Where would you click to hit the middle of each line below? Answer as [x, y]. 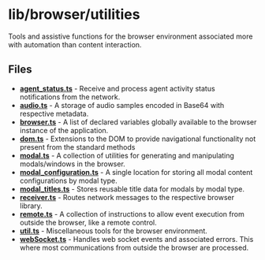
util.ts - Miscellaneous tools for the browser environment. [113, 231]
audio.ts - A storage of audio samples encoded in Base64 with [122, 105]
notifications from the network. [70, 97]
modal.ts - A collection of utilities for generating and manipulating [127, 155]
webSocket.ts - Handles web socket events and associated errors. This [136, 239]
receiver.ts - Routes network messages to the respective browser [127, 197]
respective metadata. [54, 113]
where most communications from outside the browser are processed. [134, 247]
